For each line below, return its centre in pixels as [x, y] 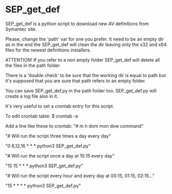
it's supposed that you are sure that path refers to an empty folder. [76, 81]
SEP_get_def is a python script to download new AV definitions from [77, 24]
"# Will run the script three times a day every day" [58, 136]
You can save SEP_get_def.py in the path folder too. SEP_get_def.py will [81, 90]
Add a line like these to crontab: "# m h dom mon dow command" [74, 126]
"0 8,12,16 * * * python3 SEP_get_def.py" [48, 146]
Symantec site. [21, 29]
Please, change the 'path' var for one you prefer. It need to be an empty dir [85, 39]
